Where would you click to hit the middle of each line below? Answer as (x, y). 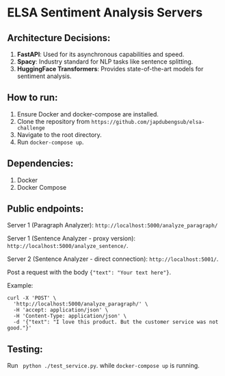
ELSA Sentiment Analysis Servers (105, 13)
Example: (20, 286)
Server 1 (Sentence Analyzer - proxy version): (71, 238)
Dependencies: (40, 163)
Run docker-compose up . (50, 142)
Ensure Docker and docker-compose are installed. (88, 114)
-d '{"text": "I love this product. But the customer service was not (116, 322)
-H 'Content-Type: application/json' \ (70, 316)
